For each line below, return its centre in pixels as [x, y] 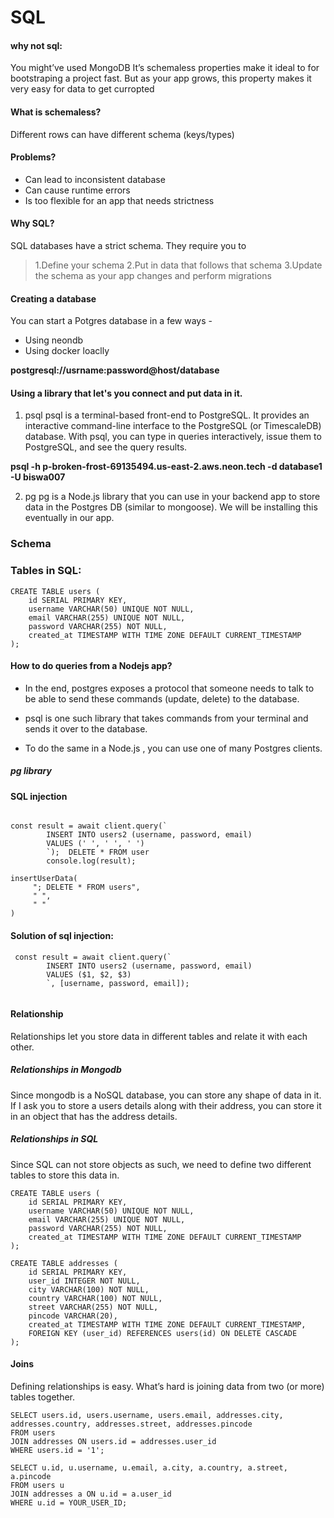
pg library [31, 771]
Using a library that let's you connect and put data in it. [126, 393]
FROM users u [37, 1485]
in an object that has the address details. [94, 1116]
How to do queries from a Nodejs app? [91, 666]
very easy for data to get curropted [82, 89]
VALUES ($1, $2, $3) [89, 974]
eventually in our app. [69, 518]
